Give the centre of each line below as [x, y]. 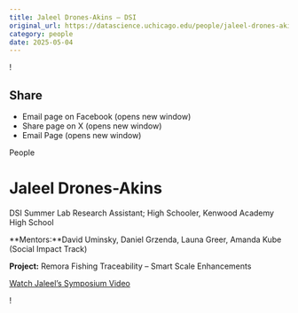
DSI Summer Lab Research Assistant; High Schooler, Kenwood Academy [142, 213]
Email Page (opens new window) [82, 136]
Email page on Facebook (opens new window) [106, 117]
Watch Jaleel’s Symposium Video [70, 283]
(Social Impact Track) [48, 249]
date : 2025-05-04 [41, 42]
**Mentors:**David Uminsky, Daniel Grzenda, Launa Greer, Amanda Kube [145, 239]
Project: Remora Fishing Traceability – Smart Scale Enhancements [130, 266]
